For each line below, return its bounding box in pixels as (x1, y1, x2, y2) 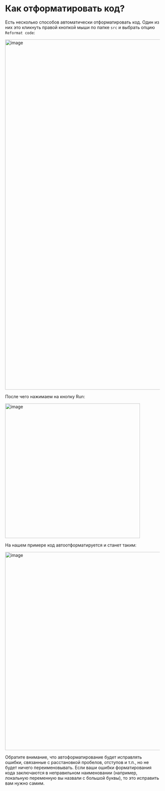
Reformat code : (5, 29, 35, 35)
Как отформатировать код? (5, 3, 125, 14)
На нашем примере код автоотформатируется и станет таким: (5, 542, 137, 548)
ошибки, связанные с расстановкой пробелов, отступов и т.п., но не (5, 759, 149, 765)
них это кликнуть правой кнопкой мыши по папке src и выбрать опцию (5, 24, 155, 30)
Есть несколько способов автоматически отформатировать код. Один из (5, 19, 160, 25)
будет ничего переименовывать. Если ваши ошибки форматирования (5, 764, 152, 770)
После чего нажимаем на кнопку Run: (5, 393, 85, 399)
